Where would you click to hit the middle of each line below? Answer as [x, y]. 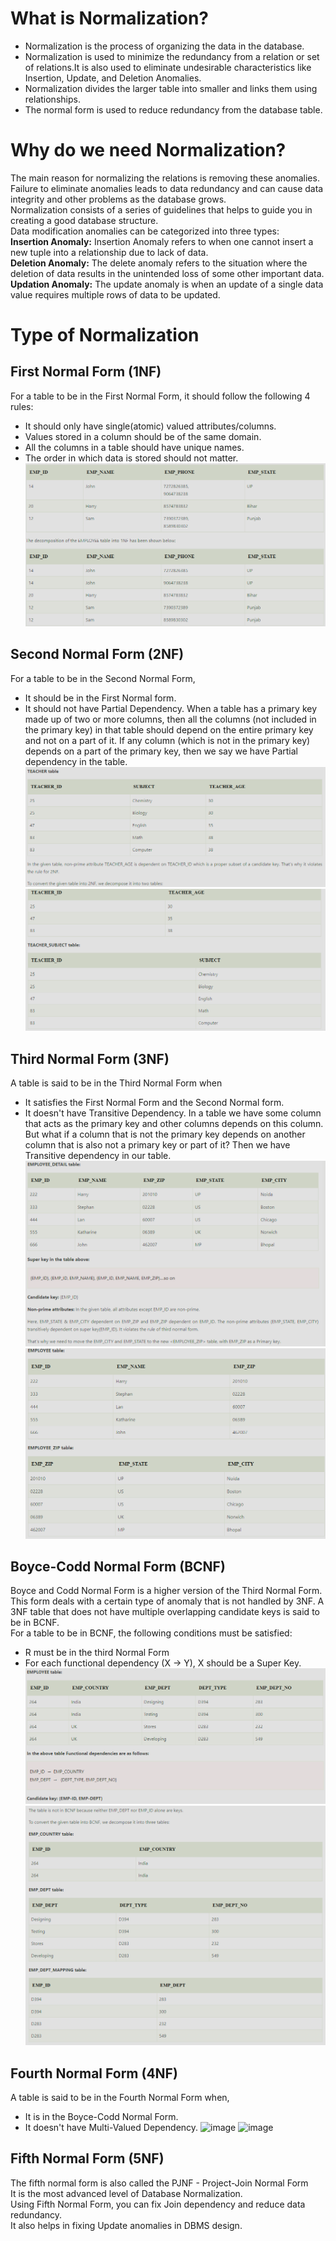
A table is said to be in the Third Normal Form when [116, 1083]
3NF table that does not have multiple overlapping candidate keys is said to [165, 1612]
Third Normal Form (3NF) [90, 1058]
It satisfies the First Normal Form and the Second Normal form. [154, 1102]
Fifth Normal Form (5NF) [87, 2158]
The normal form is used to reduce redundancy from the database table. [173, 109]
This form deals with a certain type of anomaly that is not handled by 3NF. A [167, 1601]
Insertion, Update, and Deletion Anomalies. [113, 78]
